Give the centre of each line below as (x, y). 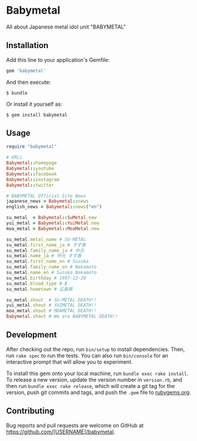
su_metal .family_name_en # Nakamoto (51, 267)
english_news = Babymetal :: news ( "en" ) (54, 207)
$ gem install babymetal (37, 115)
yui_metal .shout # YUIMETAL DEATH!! (51, 305)
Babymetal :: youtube (30, 169)
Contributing (30, 411)
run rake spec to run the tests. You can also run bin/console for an (87, 355)
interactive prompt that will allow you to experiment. (69, 362)
